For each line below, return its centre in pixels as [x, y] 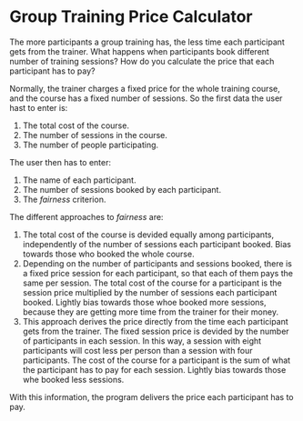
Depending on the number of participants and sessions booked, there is [157, 263]
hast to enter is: [39, 107]
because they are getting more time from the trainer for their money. [151, 312]
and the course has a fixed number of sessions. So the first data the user [146, 98]
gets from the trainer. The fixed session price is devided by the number [156, 331]
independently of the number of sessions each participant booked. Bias [157, 244]
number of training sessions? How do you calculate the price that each [142, 61]
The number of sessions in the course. [95, 135]
